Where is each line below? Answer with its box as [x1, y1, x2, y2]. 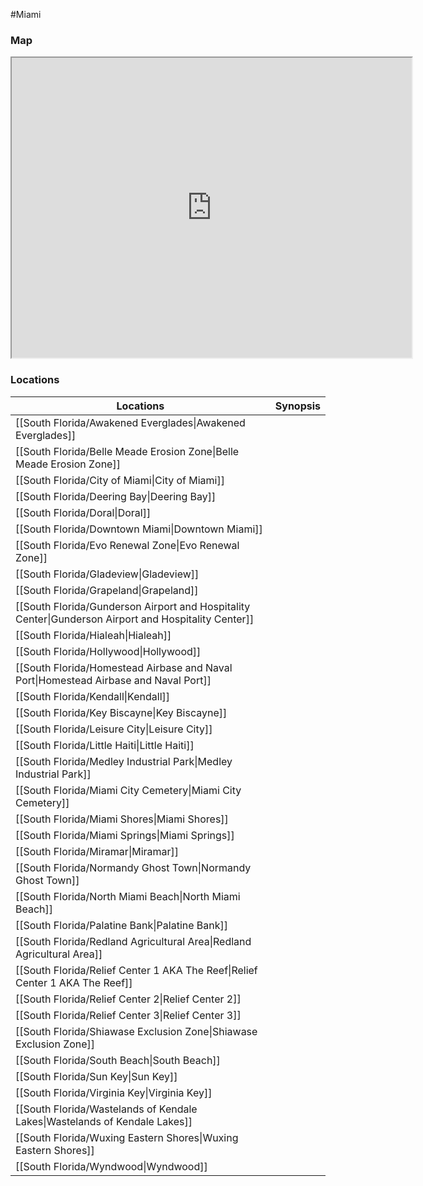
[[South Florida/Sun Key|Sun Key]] [15, 1069, 178, 1083]
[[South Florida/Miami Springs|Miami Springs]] [15, 828, 235, 842]
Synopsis [274, 399, 321, 413]
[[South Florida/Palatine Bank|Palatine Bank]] [15, 918, 229, 932]
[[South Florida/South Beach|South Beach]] [15, 1053, 221, 1067]
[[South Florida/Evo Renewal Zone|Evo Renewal [15, 538, 240, 552]
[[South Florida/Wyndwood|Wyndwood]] [15, 1159, 208, 1173]
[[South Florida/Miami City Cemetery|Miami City [15, 783, 242, 797]
